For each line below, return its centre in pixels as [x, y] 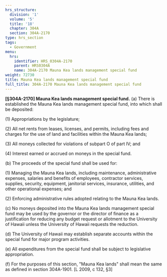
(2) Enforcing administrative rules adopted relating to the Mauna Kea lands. [82, 198]
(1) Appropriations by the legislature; [42, 119]
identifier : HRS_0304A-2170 [43, 61]
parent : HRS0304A [32, 66]
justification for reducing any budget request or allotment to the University [82, 219]
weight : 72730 [20, 75]
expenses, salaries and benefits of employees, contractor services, [74, 178]
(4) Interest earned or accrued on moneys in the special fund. [69, 153]
